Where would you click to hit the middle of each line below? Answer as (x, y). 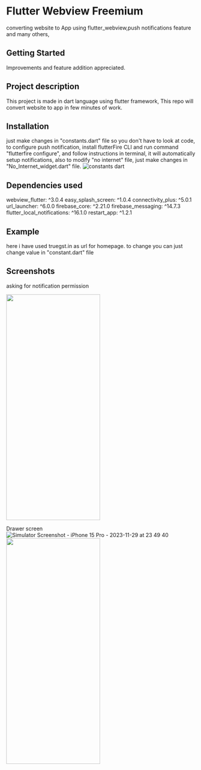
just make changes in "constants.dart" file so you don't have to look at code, (100, 141)
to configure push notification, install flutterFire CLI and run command (92, 147)
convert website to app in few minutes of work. (64, 107)
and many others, (28, 34)
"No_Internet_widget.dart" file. (44, 166)
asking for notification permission (47, 286)
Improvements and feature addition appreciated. (66, 67)
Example (23, 231)
